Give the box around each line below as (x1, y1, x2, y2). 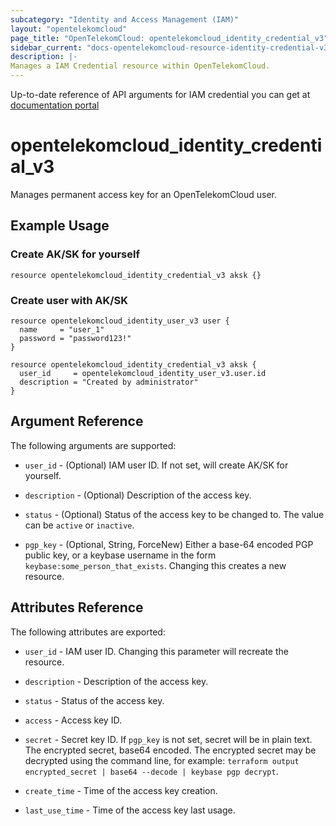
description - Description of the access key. (24, 675, 209, 687)
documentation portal (10, 99, 100, 111)
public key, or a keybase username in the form (24, 549, 217, 561)
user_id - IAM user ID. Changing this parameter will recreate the (24, 645, 289, 657)
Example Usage (10, 217, 110, 235)
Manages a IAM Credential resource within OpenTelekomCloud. (10, 61, 271, 71)
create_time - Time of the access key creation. (24, 784, 218, 796)
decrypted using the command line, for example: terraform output (24, 754, 300, 766)
